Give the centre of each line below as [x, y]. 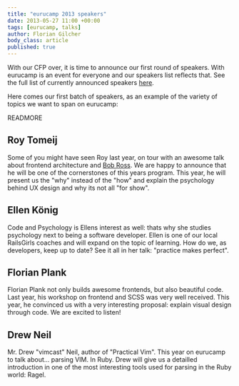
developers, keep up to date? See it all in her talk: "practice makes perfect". [118, 250]
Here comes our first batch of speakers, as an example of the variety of [112, 96]
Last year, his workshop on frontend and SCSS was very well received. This [118, 298]
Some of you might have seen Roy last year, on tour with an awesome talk [116, 157]
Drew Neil [30, 335]
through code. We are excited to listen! [64, 313]
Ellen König [33, 210]
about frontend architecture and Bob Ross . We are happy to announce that [117, 165]
